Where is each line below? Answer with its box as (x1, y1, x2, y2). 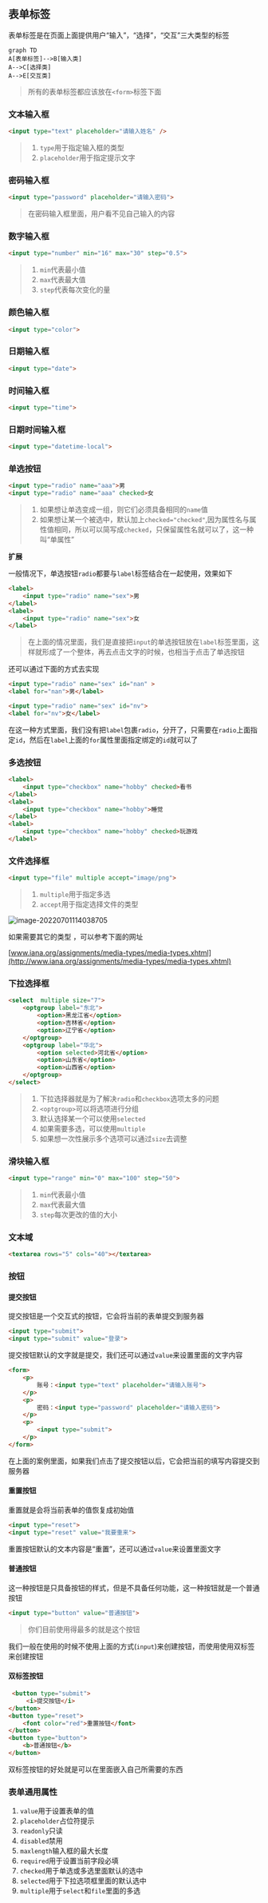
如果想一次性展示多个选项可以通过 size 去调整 (39, 1134, 187, 1143)
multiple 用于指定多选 (39, 890, 111, 900)
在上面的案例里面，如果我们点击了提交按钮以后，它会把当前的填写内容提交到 (8, 1456, 260, 1466)
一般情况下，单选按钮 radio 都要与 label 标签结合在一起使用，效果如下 (8, 569, 233, 578)
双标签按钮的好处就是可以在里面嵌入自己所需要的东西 (8, 1764, 183, 1773)
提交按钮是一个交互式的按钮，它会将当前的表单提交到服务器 (8, 1311, 204, 1321)
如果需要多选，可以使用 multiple (39, 1123, 146, 1133)
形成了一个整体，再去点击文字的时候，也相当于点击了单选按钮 (41, 647, 245, 657)
